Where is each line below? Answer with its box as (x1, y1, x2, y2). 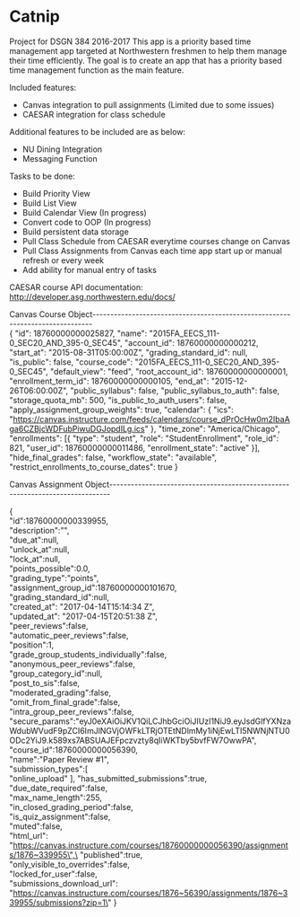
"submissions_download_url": (9, 877, 118, 888)
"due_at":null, (9, 534, 60, 545)
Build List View (21, 198, 78, 208)
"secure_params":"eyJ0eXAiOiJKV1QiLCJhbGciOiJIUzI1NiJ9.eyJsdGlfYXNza (9, 716, 292, 727)
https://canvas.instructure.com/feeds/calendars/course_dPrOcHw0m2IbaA (13, 413, 291, 424)
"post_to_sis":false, (9, 677, 81, 688)
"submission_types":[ (9, 763, 89, 774)
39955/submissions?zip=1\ (9, 896, 108, 908)
